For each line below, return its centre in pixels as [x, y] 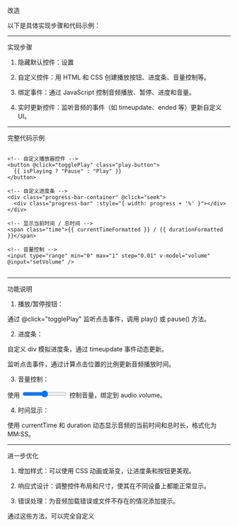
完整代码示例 [26, 138]
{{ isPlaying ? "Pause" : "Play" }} [68, 171]
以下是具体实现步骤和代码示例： [54, 25]
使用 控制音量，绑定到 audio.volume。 [87, 395]
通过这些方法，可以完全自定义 [51, 516]
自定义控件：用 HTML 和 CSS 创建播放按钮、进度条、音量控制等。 [114, 77]
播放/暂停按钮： [40, 304]
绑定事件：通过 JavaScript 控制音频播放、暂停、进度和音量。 [106, 92]
